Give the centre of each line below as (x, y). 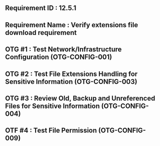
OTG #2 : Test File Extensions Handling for (71, 74)
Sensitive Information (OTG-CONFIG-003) (71, 82)
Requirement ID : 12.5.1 (41, 8)
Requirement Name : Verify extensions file (72, 25)
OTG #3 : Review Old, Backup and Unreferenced (80, 98)
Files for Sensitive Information (53, 106)
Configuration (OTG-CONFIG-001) (59, 57)
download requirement (41, 32)
